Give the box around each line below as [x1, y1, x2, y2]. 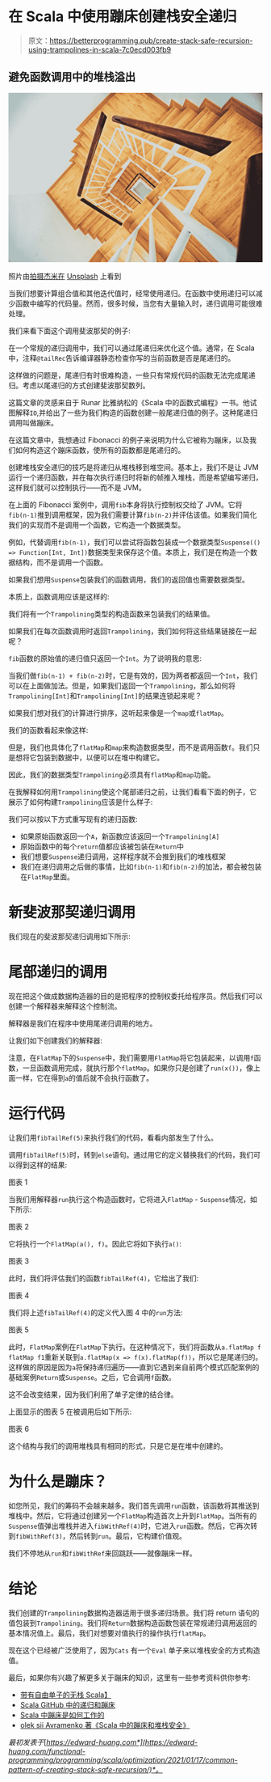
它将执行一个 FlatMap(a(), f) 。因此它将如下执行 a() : [8, 1238, 181, 1248]
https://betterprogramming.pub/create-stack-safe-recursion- [49, 36, 253, 45]
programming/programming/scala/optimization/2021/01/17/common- [8, 1754, 238, 1764]
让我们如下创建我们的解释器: [8, 1035, 103, 1045]
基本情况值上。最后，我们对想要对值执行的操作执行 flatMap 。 [8, 1628, 211, 1638]
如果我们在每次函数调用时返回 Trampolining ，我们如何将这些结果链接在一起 [8, 626, 256, 636]
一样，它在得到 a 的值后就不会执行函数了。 [15, 1073, 154, 1082]
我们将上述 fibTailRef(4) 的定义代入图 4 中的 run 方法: [8, 1307, 183, 1317]
